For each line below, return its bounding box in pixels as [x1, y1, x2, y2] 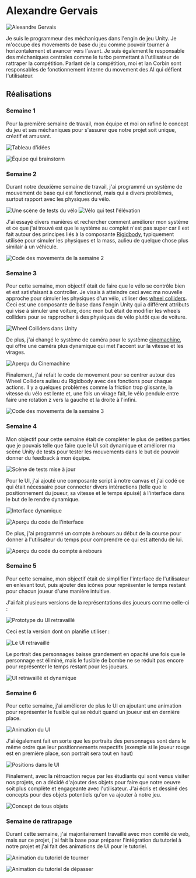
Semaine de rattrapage [6, 817, 72, 825]
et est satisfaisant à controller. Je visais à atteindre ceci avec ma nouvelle [6, 289, 183, 296]
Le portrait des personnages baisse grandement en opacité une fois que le [6, 650, 185, 657]
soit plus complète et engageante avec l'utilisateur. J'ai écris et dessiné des [6, 785, 188, 792]
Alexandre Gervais [6, 4, 98, 18]
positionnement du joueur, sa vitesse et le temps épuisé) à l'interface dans [6, 489, 185, 496]
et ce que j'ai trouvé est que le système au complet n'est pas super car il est [6, 224, 190, 231]
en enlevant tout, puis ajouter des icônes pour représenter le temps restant [6, 581, 186, 588]
